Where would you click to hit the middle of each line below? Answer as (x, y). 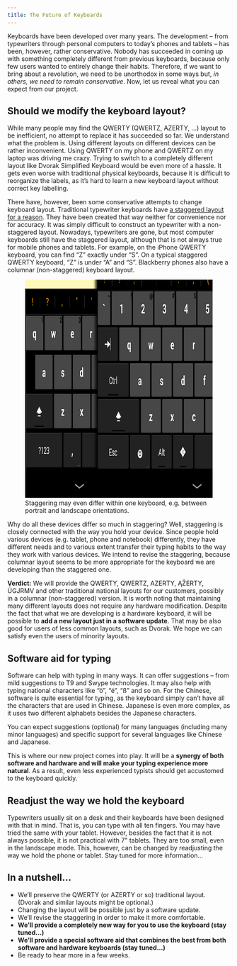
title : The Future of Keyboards (55, 15)
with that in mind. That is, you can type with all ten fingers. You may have (114, 826)
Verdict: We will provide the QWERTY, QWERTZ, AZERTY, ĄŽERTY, (105, 583)
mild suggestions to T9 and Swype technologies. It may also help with (109, 683)
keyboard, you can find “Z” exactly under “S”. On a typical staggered (107, 255)
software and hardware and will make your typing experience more (108, 763)
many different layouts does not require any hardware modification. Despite (117, 606)
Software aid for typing (59, 659)
